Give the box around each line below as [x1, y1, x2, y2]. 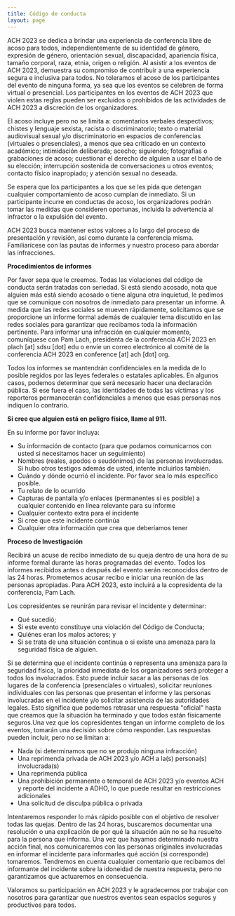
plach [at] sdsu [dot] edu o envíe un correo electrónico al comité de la [7, 342, 209, 351]
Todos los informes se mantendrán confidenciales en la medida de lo [7, 363, 207, 372]
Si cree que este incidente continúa [17, 516, 121, 525]
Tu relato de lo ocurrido [17, 486, 86, 494]
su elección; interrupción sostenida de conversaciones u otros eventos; [7, 161, 214, 170]
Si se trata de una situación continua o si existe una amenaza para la [17, 638, 216, 646]
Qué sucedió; [17, 615, 57, 624]
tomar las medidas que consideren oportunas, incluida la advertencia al [7, 205, 214, 213]
